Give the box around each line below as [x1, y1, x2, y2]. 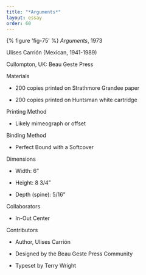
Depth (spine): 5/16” [15, 191, 66, 199]
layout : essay [6, 15, 43, 21]
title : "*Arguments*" [6, 9, 61, 15]
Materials [6, 73, 30, 80]
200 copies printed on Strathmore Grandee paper [15, 84, 140, 92]
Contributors [6, 227, 38, 234]
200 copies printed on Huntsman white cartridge [15, 96, 138, 104]
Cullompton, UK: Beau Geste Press [6, 61, 94, 68]
